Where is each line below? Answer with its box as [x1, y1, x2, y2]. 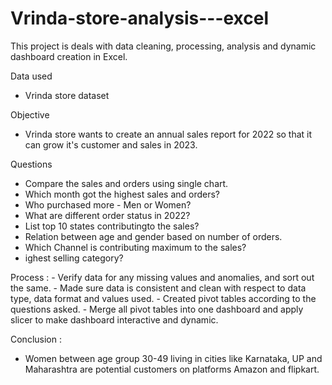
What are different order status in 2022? [24, 209, 191, 221]
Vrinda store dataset [24, 89, 110, 101]
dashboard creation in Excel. [10, 50, 128, 62]
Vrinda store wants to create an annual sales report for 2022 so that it [24, 128, 313, 140]
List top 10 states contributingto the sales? [24, 220, 200, 232]
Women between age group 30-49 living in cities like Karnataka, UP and [24, 352, 323, 364]
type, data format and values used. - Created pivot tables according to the [10, 292, 317, 304]
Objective [10, 108, 50, 121]
